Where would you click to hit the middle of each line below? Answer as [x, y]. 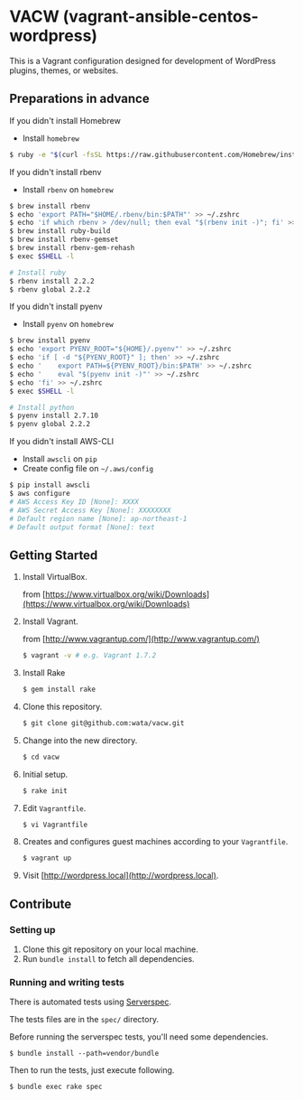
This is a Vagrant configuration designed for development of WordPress [143, 61]
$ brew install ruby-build [60, 231]
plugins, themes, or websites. [64, 70]
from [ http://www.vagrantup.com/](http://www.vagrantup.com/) [141, 639]
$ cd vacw [41, 757]
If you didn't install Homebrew [65, 120]
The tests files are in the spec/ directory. [84, 1020]
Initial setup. [45, 774]
